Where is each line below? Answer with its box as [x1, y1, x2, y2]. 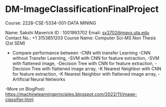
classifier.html [5, 96, 34, 103]
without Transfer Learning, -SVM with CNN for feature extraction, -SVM [12, 55, 160, 61]
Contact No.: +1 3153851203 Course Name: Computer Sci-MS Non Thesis [5, 35, 156, 41]
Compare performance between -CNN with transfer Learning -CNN [12, 50, 151, 56]
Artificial [12, 76, 30, 82]
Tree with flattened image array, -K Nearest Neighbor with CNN [31, 66, 162, 72]
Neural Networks [30, 76, 66, 82]
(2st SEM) [5, 40, 26, 46]
